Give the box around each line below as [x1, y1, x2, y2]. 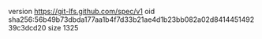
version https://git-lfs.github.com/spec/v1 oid [8, 7, 155, 16]
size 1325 [47, 23, 79, 32]
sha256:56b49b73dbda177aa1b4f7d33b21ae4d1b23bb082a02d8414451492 [8, 15, 255, 24]
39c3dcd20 [8, 23, 47, 32]
